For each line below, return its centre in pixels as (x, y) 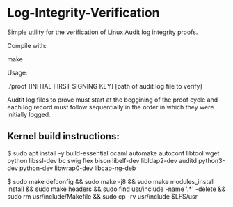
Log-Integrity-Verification (83, 13)
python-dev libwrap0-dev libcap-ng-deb (78, 168)
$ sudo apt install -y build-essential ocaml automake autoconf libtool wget (113, 153)
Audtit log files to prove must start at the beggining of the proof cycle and (113, 100)
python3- (211, 160)
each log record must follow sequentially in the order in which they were (111, 107)
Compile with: (27, 45)
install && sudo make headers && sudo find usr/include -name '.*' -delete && (116, 189)
